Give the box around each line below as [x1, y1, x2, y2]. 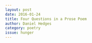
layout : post [5, 7, 32, 12]
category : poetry [5, 26, 41, 31]
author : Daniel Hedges [5, 21, 52, 26]
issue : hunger [5, 30, 34, 35]
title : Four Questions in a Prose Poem [5, 16, 87, 21]
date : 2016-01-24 [5, 12, 41, 17]
